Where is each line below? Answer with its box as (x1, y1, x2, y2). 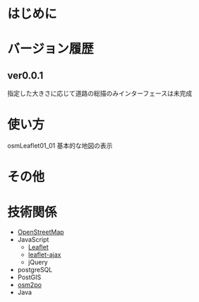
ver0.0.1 (7, 69, 44, 82)
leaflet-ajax (28, 250, 61, 259)
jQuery (28, 258, 48, 267)
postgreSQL (17, 266, 53, 274)
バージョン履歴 (7, 41, 94, 57)
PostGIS (17, 273, 42, 281)
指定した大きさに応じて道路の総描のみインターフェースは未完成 (7, 89, 193, 98)
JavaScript (17, 235, 49, 244)
